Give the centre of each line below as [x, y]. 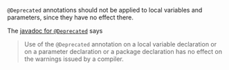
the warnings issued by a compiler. [74, 59]
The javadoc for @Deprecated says [55, 31]
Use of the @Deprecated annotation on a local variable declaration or [120, 44]
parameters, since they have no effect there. [70, 17]
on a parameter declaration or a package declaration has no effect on [123, 52]
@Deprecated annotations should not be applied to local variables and [105, 10]
